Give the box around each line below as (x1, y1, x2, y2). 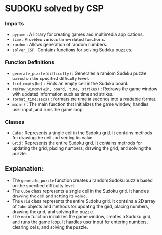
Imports (5, 20, 24, 27)
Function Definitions (5, 59, 54, 66)
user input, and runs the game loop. (12, 106, 84, 112)
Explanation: (5, 164, 44, 173)
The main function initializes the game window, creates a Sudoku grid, (12, 214, 152, 219)
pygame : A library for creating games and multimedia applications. (12, 31, 144, 37)
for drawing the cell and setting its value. (12, 135, 94, 141)
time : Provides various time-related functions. (12, 37, 106, 42)
